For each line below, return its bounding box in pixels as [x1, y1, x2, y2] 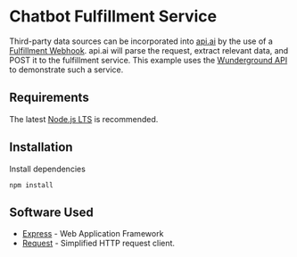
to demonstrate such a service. [9, 64, 124, 75]
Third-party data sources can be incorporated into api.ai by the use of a [9, 36, 274, 46]
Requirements [9, 90, 89, 105]
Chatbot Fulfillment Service [9, 6, 218, 27]
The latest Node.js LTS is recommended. [9, 113, 159, 124]
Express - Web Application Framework [21, 228, 164, 239]
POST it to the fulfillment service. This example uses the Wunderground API [9, 54, 288, 65]
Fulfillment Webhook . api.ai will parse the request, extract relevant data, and [9, 45, 289, 55]
